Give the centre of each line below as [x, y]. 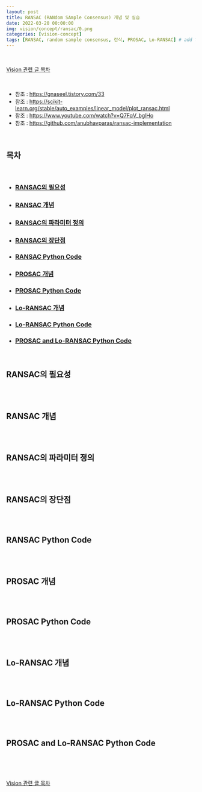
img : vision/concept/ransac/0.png [50, 29]
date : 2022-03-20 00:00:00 [40, 23]
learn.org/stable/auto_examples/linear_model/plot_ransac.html [92, 108]
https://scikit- [46, 101]
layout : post [23, 12]
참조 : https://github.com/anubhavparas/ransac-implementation [93, 123]
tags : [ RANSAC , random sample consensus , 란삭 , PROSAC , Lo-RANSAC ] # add [99, 40]
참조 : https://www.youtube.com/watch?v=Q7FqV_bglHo [84, 116]
